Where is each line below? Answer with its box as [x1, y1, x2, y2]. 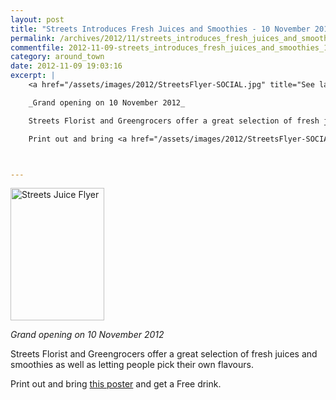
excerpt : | [10, 71, 56, 81]
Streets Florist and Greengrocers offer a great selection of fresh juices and [10, 348, 318, 360]
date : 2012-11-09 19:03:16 [10, 61, 123, 71]
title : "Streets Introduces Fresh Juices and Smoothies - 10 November [10, 24, 311, 34]
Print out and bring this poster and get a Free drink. [10, 378, 222, 390]
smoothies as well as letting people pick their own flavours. [10, 359, 254, 371]
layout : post [10, 14, 65, 25]
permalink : [10, 33, 56, 43]
